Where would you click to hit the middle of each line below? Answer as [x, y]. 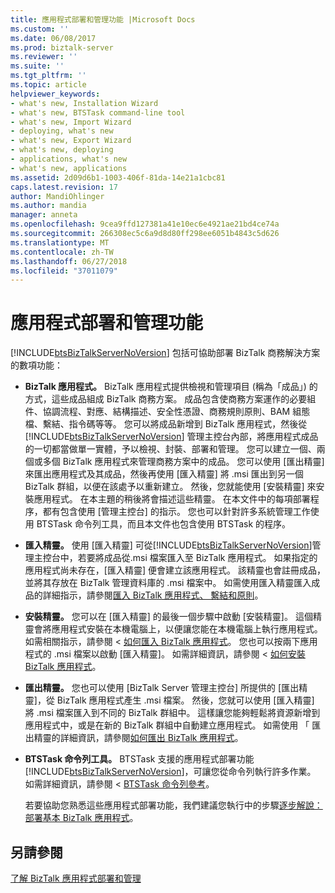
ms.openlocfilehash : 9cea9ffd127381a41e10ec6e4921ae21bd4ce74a [145, 224]
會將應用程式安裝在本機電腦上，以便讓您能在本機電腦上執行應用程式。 [178, 629]
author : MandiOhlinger [57, 196]
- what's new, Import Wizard [71, 122]
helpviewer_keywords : [55, 94]
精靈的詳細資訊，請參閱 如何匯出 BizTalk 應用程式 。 [138, 738]
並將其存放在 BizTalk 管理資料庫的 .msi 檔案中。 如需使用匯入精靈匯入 [168, 583]
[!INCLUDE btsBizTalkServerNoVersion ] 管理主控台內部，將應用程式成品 [171, 437]
